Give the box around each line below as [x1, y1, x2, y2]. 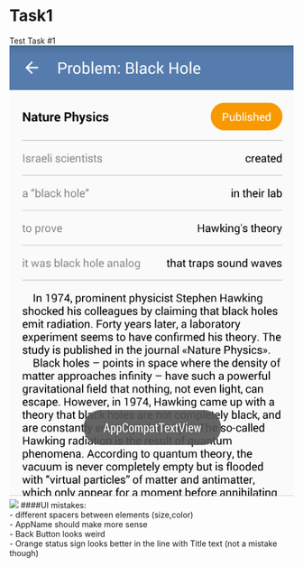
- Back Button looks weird [9, 529, 106, 540]
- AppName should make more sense [9, 519, 148, 530]
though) [9, 548, 39, 559]
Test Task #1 [9, 35, 56, 46]
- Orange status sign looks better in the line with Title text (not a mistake [9, 538, 278, 549]
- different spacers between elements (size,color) [9, 509, 194, 520]
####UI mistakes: [20, 500, 87, 511]
